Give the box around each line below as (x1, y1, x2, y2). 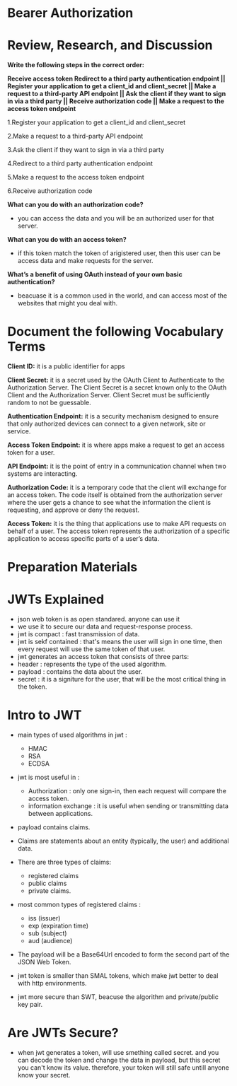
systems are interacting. (7, 469, 78, 478)
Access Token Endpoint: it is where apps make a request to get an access (7, 440, 225, 450)
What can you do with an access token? (7, 235, 127, 244)
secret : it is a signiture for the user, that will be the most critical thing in (17, 675, 226, 684)
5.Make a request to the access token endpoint (7, 173, 145, 182)
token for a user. (7, 448, 55, 457)
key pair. (17, 1000, 43, 1009)
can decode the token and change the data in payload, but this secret (17, 1056, 221, 1065)
